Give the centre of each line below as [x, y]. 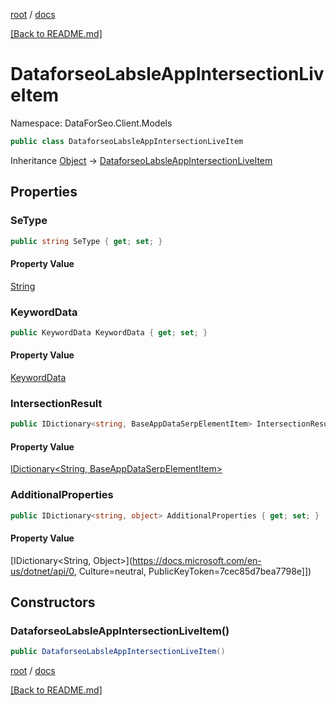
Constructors [53, 602]
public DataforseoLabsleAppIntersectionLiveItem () [118, 652]
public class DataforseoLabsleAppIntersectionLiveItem [127, 141]
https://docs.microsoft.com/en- [197, 560]
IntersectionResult [56, 403]
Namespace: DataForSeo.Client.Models [91, 123]
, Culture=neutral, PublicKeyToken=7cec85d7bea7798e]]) [192, 571]
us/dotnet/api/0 [42, 571]
